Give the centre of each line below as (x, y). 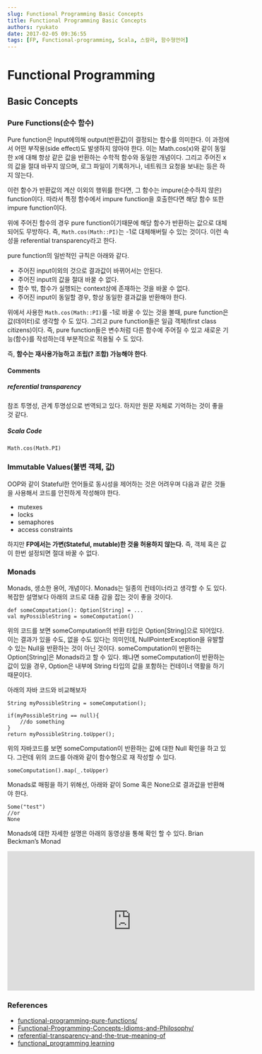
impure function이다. (37, 208)
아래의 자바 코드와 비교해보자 (47, 690)
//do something (42, 722)
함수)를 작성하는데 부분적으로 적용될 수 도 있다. (79, 339)
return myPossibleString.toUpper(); (61, 735)
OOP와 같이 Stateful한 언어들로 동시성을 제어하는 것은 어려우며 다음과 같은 (110, 484)
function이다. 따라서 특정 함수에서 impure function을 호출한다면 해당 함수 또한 (116, 199)
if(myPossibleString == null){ (53, 716)
